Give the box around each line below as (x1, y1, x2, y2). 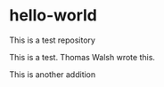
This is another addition (9, 68, 96, 80)
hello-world (9, 5, 98, 26)
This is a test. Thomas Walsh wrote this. (9, 51, 156, 62)
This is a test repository (9, 35, 96, 45)
